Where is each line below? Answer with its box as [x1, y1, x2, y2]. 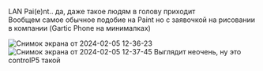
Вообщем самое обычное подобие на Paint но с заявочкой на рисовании [8, 15, 255, 24]
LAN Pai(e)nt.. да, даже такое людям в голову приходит [8, 7, 196, 16]
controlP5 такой [8, 55, 61, 65]
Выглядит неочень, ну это [153, 47, 242, 56]
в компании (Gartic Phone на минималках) [8, 24, 152, 32]
